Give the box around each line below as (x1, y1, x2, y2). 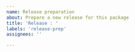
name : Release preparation (6, 8, 75, 15)
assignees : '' (6, 31, 43, 37)
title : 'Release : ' (6, 20, 59, 26)
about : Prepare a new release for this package (6, 15, 130, 21)
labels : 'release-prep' (6, 25, 67, 32)
